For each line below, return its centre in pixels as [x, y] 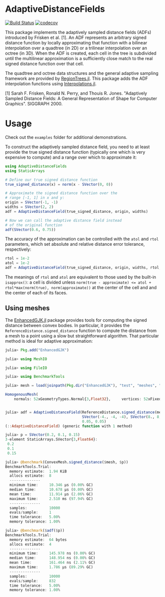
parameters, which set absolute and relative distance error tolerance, [75, 244]
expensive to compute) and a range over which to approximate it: [71, 157]
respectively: [18, 249]
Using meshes [27, 308]
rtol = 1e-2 [17, 259]
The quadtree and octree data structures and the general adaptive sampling [82, 73]
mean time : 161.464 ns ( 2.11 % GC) [53, 563]
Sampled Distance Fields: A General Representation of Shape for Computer [81, 98]
